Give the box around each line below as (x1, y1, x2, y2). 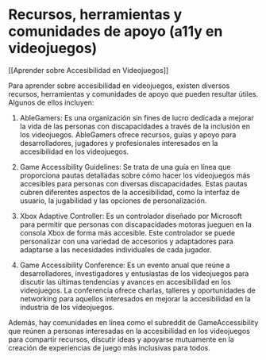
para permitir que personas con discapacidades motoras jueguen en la (19, 220, 252, 229)
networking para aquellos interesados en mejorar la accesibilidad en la (19, 293, 252, 303)
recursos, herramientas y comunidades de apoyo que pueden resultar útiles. (8, 89, 259, 98)
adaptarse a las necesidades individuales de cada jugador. (19, 244, 212, 255)
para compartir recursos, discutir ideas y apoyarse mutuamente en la (8, 335, 234, 344)
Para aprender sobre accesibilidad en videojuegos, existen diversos (8, 81, 230, 90)
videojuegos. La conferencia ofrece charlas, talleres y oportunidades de (19, 285, 256, 295)
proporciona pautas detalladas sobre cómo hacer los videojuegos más (19, 170, 251, 180)
